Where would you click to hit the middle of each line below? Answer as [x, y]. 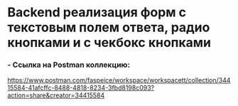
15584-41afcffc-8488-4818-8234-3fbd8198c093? [81, 88]
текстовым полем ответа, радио [109, 27]
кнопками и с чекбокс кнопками [109, 43]
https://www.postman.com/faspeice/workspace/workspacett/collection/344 [119, 80]
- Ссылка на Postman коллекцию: [69, 65]
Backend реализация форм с [97, 12]
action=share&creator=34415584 [56, 95]
